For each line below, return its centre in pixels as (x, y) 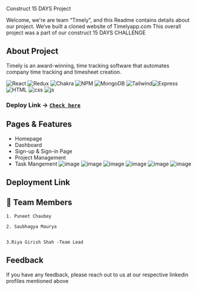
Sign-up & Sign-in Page (44, 151)
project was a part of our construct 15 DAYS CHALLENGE (76, 33)
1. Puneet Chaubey (29, 216)
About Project (32, 51)
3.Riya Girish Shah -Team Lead (45, 242)
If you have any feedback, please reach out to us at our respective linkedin (97, 275)
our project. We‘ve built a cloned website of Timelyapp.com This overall (93, 26)
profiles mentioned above (37, 281)
